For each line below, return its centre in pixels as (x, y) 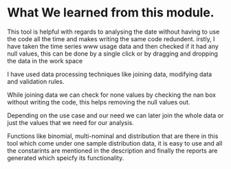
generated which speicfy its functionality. (66, 158)
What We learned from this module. (111, 13)
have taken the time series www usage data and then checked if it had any (113, 46)
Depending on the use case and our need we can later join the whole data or (115, 115)
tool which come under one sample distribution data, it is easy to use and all (115, 143)
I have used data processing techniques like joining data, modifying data (110, 74)
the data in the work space (45, 60)
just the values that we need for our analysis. (70, 122)
